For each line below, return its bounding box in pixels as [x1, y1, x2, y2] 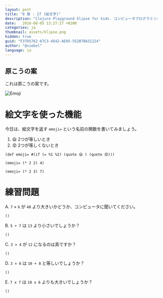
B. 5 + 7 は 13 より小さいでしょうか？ [5, 223, 80, 228]
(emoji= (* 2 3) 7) [5, 169, 45, 174]
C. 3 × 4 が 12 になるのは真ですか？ [5, 242, 77, 247]
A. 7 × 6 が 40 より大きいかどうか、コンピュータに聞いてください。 [5, 204, 138, 210]
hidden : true [5, 35, 32, 39]
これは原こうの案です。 [5, 81, 52, 87]
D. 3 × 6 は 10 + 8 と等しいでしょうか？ [5, 261, 85, 266]
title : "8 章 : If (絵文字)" [5, 12, 61, 17]
